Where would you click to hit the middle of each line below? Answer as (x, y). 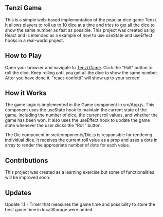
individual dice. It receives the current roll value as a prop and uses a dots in (81, 140)
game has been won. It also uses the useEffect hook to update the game (78, 120)
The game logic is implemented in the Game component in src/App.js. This (80, 105)
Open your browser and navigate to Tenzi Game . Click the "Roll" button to (79, 67)
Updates (18, 192)
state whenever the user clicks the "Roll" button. (54, 126)
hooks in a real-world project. (35, 40)
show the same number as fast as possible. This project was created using (80, 30)
